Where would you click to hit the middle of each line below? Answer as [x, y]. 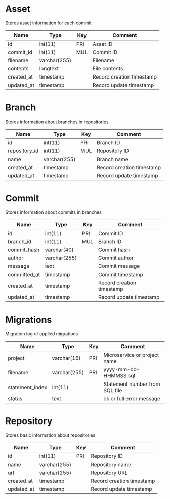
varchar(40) [59, 250]
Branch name [113, 159]
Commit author [116, 258]
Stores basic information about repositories [50, 435]
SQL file [113, 390]
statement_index [27, 387]
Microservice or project [131, 355]
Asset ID [103, 44]
